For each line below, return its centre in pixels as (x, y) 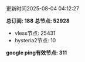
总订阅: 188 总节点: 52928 (38, 21)
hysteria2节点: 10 (35, 40)
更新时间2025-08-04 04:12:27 (43, 8)
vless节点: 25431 (35, 33)
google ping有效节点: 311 (37, 53)
